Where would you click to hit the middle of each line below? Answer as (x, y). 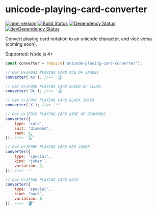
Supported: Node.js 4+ (29, 54)
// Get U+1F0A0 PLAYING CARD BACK (42, 180)
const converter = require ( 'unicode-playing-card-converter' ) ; (74, 63)
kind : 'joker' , (31, 161)
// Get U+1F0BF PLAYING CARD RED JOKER (48, 147)
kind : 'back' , (29, 194)
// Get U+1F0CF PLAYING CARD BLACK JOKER (50, 100)
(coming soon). (21, 44)
